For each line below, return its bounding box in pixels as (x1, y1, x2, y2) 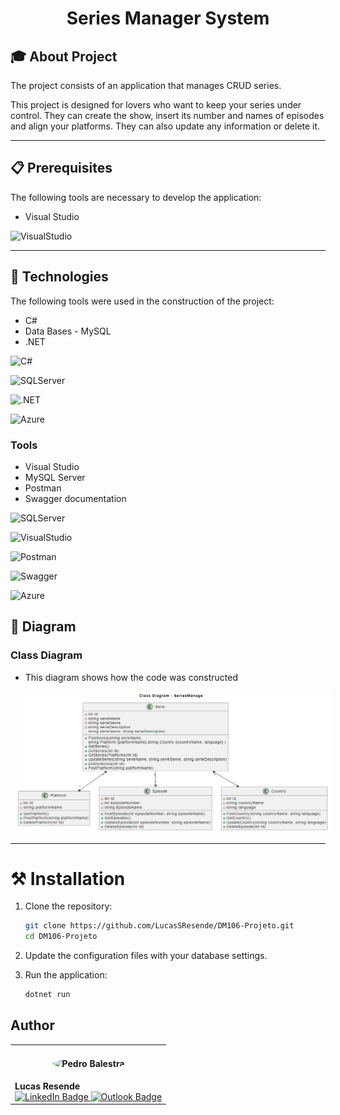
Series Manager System (66, 7, 270, 30)
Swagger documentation (24, 492, 127, 504)
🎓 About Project (10, 48, 118, 65)
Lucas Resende (14, 1080, 81, 1092)
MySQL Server (24, 471, 86, 483)
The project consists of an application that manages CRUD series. (10, 80, 282, 91)
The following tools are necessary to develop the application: (10, 191, 262, 203)
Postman (24, 482, 62, 494)
